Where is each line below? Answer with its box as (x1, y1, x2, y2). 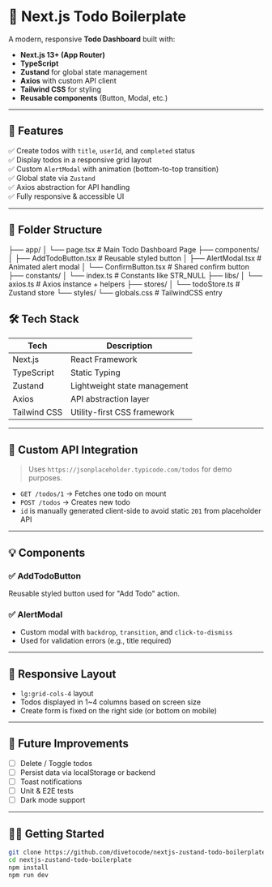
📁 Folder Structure (8, 223, 103, 237)
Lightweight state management (70, 381, 189, 392)
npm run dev (8, 871, 49, 879)
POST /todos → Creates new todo (19, 497, 131, 507)
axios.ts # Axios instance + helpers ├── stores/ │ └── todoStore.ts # (8, 279, 240, 289)
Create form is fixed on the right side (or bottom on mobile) (19, 705, 217, 715)
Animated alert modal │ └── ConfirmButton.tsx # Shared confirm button (8, 261, 249, 271)
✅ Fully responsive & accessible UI (8, 191, 125, 201)
